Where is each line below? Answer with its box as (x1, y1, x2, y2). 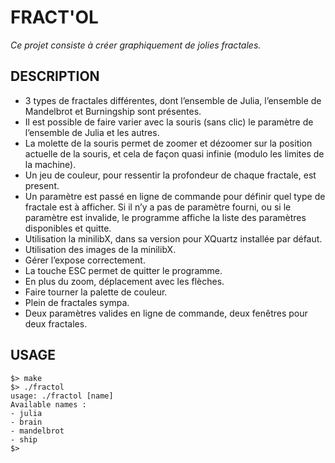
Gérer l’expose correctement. (24, 254, 146, 266)
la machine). (24, 158, 77, 170)
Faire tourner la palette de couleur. (24, 286, 168, 298)
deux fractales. (24, 317, 88, 330)
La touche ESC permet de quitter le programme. (24, 264, 223, 276)
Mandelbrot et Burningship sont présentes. (24, 105, 202, 117)
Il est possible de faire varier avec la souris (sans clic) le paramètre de (24, 116, 314, 128)
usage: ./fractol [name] (10, 391, 114, 401)
